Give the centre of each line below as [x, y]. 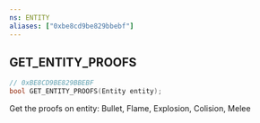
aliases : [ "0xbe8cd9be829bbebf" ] [72, 26]
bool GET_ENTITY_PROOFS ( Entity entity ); [86, 92]
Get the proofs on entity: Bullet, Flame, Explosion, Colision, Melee [130, 109]
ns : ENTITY [30, 18]
